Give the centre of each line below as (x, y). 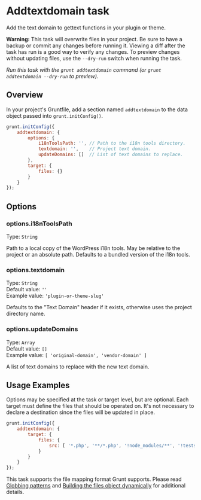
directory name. (26, 314)
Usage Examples (38, 385)
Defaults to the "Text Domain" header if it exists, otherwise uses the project (99, 307)
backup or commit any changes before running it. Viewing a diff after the (96, 45)
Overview (25, 95)
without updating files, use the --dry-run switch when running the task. (94, 58)
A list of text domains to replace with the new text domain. (78, 367)
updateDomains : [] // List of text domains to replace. (111, 155)
